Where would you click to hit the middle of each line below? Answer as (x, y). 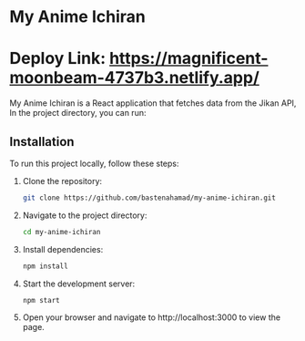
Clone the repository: (62, 181)
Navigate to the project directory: (85, 215)
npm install (45, 266)
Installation (42, 142)
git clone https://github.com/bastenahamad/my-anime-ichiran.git (149, 198)
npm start (41, 300)
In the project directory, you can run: (78, 113)
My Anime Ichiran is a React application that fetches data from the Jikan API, (153, 103)
